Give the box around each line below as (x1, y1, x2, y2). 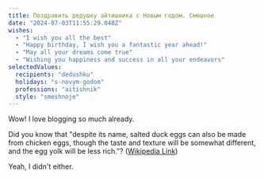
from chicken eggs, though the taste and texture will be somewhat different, (8, 138, 256, 147)
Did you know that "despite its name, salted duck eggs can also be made (8, 130, 247, 139)
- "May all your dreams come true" (15, 48, 133, 56)
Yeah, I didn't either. (8, 162, 74, 171)
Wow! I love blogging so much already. (8, 114, 135, 124)
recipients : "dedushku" (15, 70, 94, 78)
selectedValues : (8, 63, 62, 71)
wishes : (8, 26, 34, 34)
